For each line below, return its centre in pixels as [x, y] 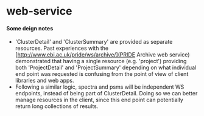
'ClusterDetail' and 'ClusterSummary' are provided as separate [94, 42]
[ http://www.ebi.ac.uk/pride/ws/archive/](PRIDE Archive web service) [102, 55]
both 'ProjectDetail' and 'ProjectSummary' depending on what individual [106, 67]
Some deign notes [30, 28]
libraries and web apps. [44, 81]
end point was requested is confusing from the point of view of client [102, 74]
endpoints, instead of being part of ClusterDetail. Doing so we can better [106, 94]
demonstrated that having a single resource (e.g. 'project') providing [101, 61]
